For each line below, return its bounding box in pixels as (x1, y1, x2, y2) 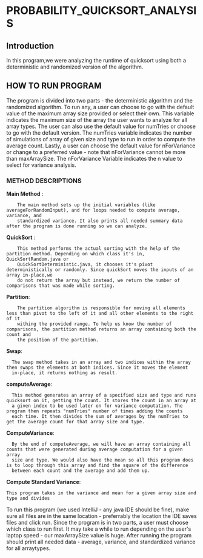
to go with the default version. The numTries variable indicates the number (6, 129, 193, 136)
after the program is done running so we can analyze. (6, 223, 148, 229)
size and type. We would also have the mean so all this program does (12, 457, 194, 463)
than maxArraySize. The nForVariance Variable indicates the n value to (6, 155, 183, 162)
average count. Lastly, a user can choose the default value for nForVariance (6, 142, 196, 149)
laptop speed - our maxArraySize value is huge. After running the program (6, 532, 192, 539)
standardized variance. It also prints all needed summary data (17, 218, 183, 224)
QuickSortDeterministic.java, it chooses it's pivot (17, 261, 153, 267)
